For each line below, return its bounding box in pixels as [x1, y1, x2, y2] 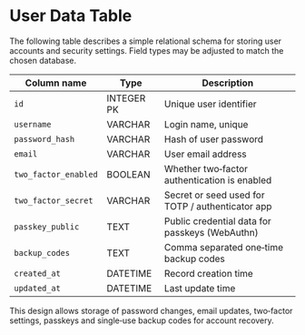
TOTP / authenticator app [163, 199, 272, 212]
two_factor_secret [14, 195, 93, 206]
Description [202, 76, 254, 89]
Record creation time [163, 267, 254, 279]
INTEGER [106, 92, 146, 105]
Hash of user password [163, 133, 264, 146]
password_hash [14, 134, 75, 144]
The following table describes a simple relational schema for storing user [9, 36, 282, 46]
